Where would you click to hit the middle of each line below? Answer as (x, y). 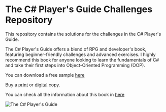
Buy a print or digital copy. (33, 85)
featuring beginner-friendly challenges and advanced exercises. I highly (80, 54)
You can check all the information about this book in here (65, 94)
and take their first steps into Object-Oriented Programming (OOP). (75, 65)
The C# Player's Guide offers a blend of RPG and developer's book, (76, 49)
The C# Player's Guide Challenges (79, 9)
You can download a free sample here (45, 75)
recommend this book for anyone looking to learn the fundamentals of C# (82, 60)
